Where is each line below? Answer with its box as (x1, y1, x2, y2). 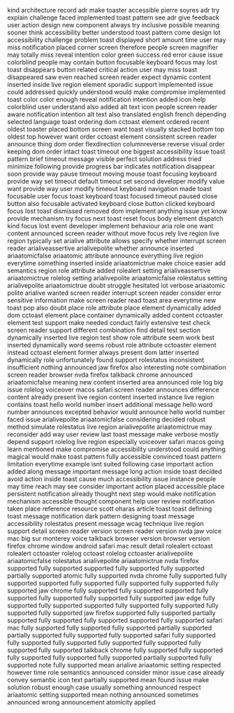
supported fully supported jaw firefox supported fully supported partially (7, 609, 216, 617)
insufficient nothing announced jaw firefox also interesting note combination (7, 364, 226, 371)
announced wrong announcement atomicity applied (7, 698, 156, 706)
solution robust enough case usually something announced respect (7, 683, 201, 691)
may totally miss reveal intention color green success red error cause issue (7, 50, 224, 59)
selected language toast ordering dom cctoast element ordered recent (7, 118, 210, 125)
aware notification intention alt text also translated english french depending (7, 110, 227, 118)
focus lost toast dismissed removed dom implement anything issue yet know (7, 207, 228, 215)
